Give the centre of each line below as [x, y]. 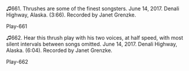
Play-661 [17, 26]
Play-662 [17, 62]
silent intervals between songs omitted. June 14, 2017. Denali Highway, [92, 44]
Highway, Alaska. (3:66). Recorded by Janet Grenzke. [71, 15]
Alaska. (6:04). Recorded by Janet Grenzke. [59, 50]
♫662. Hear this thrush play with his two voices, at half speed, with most [95, 38]
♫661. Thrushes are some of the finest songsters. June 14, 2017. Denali [93, 9]
